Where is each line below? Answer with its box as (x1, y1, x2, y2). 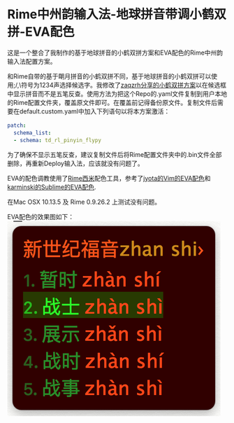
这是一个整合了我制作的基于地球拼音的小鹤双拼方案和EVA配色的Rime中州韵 (7, 48, 224, 57)
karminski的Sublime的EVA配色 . (7, 183, 96, 191)
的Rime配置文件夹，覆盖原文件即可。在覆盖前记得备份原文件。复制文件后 (7, 98, 218, 106)
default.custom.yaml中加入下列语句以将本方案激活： (19, 106, 170, 116)
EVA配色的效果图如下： (7, 212, 75, 221)
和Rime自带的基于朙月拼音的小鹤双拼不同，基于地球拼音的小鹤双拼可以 (7, 71, 212, 81)
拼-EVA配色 (7, 24, 75, 40)
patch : (7, 122, 27, 129)
